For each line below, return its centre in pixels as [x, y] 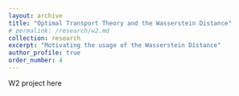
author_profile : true [45, 53]
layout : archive [35, 16]
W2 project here [35, 83]
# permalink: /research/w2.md [59, 30]
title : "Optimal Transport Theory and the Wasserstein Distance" [120, 23]
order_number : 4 [35, 61]
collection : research [45, 38]
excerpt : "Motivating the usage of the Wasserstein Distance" [115, 46]
